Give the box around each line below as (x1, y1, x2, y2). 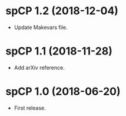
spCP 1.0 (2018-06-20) (5, 85, 121, 98)
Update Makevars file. (14, 24, 68, 31)
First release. (14, 104, 46, 111)
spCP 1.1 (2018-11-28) (5, 44, 112, 58)
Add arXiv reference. (14, 64, 65, 71)
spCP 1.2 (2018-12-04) (5, 4, 119, 18)
